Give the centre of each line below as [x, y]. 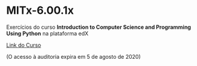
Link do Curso [24, 45]
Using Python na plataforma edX [47, 33]
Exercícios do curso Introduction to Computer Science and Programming [99, 27]
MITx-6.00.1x [40, 10]
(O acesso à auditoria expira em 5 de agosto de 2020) [73, 56]
